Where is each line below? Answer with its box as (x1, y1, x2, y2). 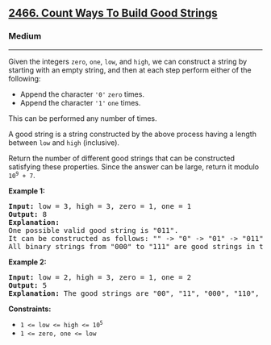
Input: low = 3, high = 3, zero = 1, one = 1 (8, 202, 192, 210)
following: (8, 73, 41, 83)
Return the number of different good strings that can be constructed (8, 153, 236, 163)
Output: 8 (8, 210, 47, 218)
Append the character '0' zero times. (19, 89, 145, 99)
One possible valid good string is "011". (8, 226, 179, 235)
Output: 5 (8, 281, 47, 289)
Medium (8, 31, 42, 42)
